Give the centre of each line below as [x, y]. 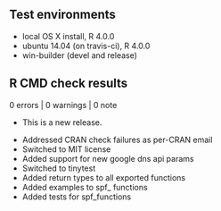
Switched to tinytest [59, 168]
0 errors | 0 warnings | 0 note [63, 105]
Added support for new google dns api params [108, 158]
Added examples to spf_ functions [85, 187]
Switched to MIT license [66, 149]
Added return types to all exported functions [103, 177]
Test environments [62, 15]
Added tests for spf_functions [77, 197]
